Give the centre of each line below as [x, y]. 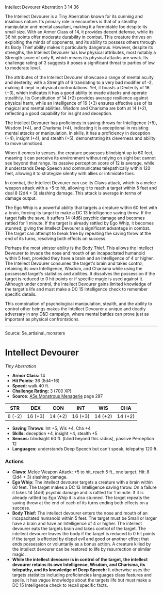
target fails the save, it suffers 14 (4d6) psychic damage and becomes [75, 218]
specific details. [21, 294]
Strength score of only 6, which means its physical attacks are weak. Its [77, 57]
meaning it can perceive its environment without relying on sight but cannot [81, 158]
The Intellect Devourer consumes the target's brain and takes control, [74, 263]
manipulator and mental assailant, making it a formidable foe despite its [76, 27]
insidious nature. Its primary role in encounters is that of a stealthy [71, 22]
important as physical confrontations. [42, 319]
